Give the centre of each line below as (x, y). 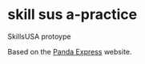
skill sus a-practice (72, 15)
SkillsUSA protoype (39, 36)
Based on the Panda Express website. (70, 51)
